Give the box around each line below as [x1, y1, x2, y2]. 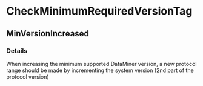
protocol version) [6, 73, 50, 80]
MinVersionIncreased [6, 28, 89, 39]
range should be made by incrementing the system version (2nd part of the [6, 67, 194, 74]
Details [6, 47, 28, 55]
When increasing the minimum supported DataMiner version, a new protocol [6, 60, 197, 67]
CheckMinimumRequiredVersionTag [6, 4, 193, 18]
